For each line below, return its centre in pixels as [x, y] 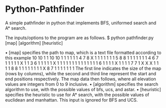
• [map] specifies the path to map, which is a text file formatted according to [83, 53]
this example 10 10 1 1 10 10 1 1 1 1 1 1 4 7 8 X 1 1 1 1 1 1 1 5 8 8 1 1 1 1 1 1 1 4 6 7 [82, 57]
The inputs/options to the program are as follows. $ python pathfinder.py [79, 38]
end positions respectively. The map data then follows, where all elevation [81, 79]
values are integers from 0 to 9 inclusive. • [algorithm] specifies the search [82, 84]
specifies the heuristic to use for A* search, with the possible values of [77, 95]
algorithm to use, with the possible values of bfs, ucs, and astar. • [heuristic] [83, 89]
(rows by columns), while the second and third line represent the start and [81, 73]
